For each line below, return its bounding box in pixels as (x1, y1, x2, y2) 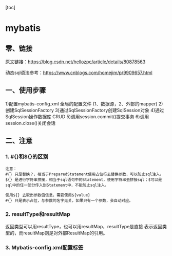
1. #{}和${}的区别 (5, 153, 49, 160)
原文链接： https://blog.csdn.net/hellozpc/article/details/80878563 (5, 59, 146, 65)
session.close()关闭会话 (5, 120, 55, 126)
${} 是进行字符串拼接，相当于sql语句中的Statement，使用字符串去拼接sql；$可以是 (5, 177, 163, 182)
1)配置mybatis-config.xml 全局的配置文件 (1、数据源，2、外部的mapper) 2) (5, 100, 163, 107)
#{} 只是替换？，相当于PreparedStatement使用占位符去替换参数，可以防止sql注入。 (5, 172, 164, 177)
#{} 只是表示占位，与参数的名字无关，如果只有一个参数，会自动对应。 (5, 198, 133, 203)
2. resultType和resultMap (5, 211, 70, 218)
